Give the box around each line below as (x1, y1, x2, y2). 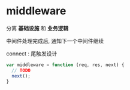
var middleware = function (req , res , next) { (6, 61, 125, 68)
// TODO (11, 67, 31, 73)
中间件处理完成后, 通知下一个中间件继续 (6, 37, 104, 44)
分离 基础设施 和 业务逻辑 (6, 24, 69, 32)
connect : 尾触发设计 (6, 49, 58, 57)
